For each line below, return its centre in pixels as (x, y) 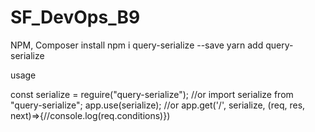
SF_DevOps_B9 (75, 17)
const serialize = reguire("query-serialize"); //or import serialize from (152, 94)
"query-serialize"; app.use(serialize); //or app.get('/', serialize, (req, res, (158, 105)
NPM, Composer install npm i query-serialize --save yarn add (137, 45)
